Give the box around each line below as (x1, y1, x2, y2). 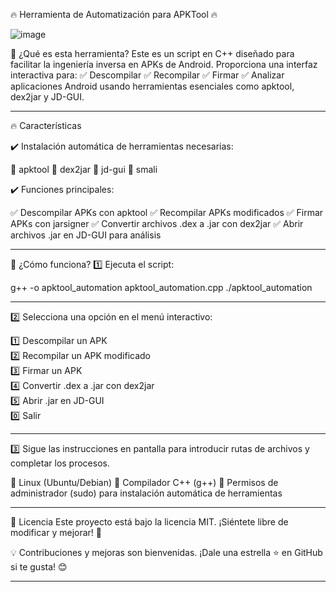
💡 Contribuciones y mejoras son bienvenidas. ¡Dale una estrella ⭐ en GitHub (10, 547, 323, 558)
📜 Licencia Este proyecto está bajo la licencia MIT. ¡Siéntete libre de (10, 516, 289, 528)
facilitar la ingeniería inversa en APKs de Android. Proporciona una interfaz (10, 59, 318, 70)
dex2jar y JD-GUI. (10, 91, 85, 103)
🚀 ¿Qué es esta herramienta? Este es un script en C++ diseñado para (10, 48, 295, 59)
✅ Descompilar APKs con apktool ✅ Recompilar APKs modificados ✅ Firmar (10, 207, 324, 218)
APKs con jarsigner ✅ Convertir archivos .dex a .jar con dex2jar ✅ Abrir (10, 218, 304, 229)
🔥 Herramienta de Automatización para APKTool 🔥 (10, 9, 218, 20)
